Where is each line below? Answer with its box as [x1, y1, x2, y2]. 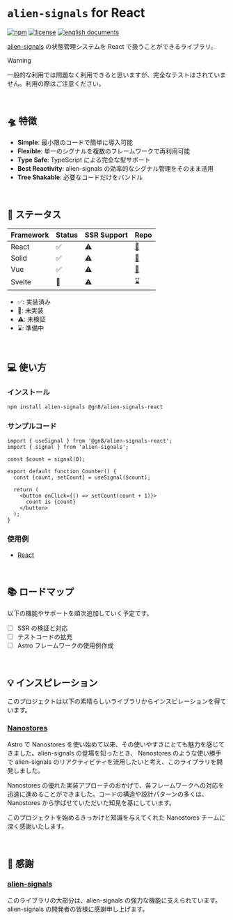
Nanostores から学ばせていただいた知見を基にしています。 [7, 798, 176, 806]
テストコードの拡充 [17, 632, 73, 641]
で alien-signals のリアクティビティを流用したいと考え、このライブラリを [7, 758, 217, 766]
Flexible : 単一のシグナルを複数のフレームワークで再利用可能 [17, 146, 191, 155]
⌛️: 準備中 [17, 323, 44, 332]
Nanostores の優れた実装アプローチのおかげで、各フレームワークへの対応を [7, 781, 225, 789]
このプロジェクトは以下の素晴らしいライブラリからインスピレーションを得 [7, 697, 220, 705]
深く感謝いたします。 [7, 822, 68, 830]
